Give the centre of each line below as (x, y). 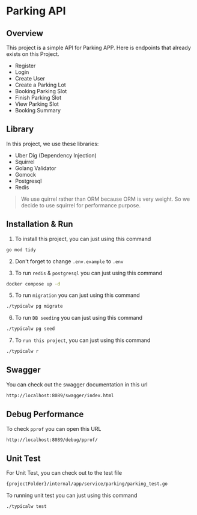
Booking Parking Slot (41, 91)
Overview (25, 33)
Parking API (36, 11)
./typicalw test (26, 507)
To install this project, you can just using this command (83, 239)
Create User (30, 78)
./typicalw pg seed (31, 329)
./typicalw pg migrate (35, 306)
